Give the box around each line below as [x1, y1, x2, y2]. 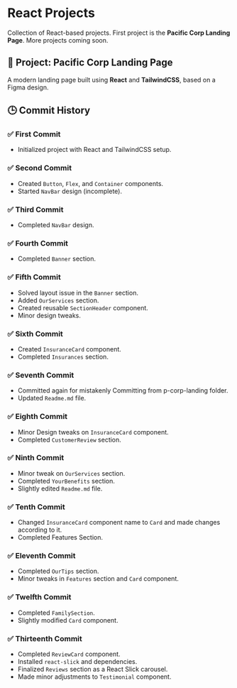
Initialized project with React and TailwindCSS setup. [17, 146, 172, 154]
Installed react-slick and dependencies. [17, 657, 138, 665]
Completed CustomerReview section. [17, 435, 122, 444]
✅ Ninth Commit [7, 453, 65, 463]
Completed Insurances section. [17, 352, 109, 361]
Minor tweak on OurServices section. [17, 469, 126, 477]
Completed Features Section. [17, 533, 103, 542]
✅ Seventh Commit [7, 370, 75, 380]
